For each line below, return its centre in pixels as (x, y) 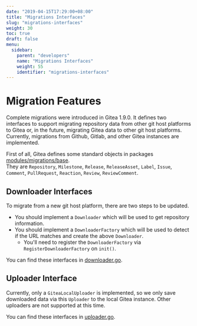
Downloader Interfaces (49, 192)
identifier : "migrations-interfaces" (63, 72)
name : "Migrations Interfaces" (55, 61)
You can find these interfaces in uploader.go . (61, 317)
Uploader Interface (42, 278)
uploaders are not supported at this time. (56, 305)
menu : (13, 45)
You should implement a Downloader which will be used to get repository (102, 217)
